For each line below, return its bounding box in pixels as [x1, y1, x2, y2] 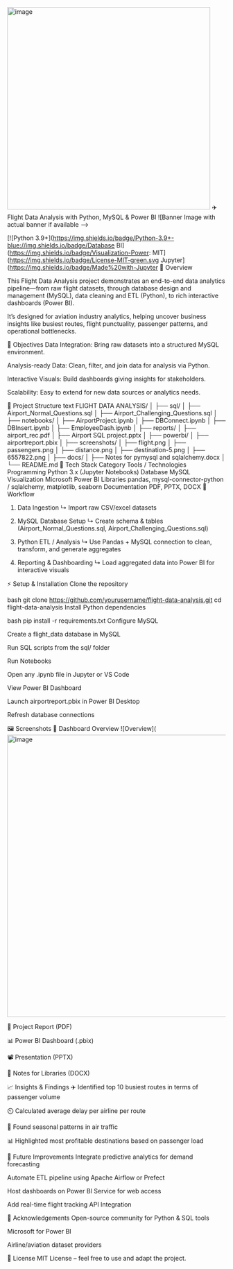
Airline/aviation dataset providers [7, 1241, 102, 1249]
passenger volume [7, 1093, 60, 1101]
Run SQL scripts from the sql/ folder [7, 644, 110, 651]
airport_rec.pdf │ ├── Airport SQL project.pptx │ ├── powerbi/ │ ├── [7, 431, 209, 439]
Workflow [7, 490, 35, 498]
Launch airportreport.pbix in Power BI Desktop [7, 697, 140, 705]
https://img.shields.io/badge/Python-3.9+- [53, 234, 175, 242]
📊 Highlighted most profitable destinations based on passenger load [7, 1137, 204, 1145]
